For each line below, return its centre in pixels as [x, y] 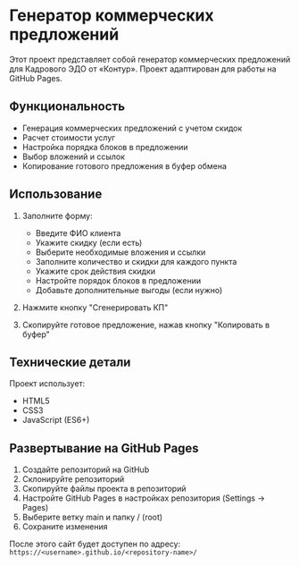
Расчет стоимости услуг [69, 137]
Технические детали [70, 362]
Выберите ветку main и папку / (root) [92, 517]
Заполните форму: [57, 215]
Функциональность [67, 107]
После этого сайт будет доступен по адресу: [95, 544]
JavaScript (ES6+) [56, 420]
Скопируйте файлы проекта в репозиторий [104, 489]
